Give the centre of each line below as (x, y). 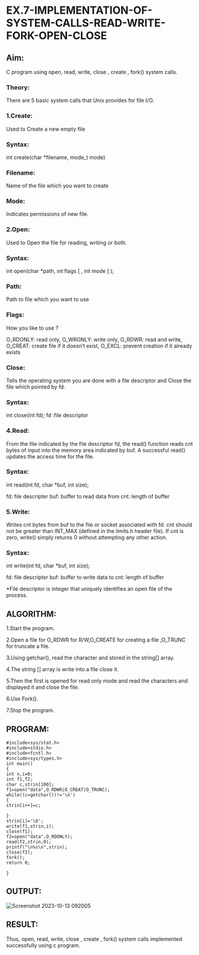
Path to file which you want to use (48, 299)
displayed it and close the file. (43, 687)
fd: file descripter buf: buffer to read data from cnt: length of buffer (88, 496)
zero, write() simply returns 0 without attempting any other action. (87, 538)
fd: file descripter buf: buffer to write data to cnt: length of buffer (85, 577)
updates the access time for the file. (50, 456)
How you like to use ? (32, 328)
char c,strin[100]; (30, 785)
